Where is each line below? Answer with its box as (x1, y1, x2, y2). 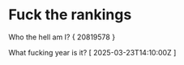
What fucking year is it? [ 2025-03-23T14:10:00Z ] (8, 47, 177, 57)
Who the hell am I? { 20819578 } (8, 32, 116, 42)
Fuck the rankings (8, 6, 132, 24)
